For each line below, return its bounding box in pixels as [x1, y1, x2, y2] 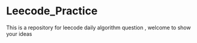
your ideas [6, 30, 32, 37]
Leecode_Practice [6, 4, 98, 18]
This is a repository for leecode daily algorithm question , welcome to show [6, 24, 191, 31]
